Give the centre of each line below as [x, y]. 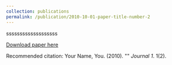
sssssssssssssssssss [32, 33]
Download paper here [32, 45]
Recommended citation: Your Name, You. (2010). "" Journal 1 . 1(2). [86, 56]
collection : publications [37, 11]
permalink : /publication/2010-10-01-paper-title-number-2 [78, 17]
